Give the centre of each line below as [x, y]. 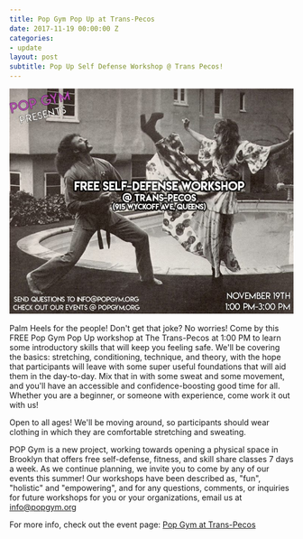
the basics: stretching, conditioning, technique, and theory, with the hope [145, 357]
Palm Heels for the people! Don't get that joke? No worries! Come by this [144, 328]
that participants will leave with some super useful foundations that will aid [148, 367]
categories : [32, 38]
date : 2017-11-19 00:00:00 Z [64, 28]
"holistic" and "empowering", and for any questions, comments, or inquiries [150, 488]
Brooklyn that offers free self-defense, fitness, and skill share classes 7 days [151, 459]
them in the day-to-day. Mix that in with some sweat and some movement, [147, 376]
